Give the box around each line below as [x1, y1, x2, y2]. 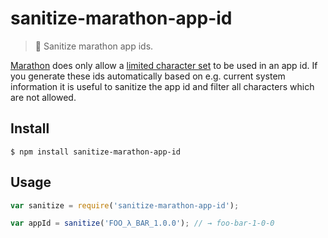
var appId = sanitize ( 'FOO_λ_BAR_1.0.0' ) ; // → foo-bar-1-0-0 [10, 218, 275, 229]
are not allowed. [10, 91, 77, 103]
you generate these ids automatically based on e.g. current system [10, 70, 286, 82]
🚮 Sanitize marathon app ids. [34, 40, 154, 52]
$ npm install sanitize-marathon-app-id [10, 147, 182, 157]
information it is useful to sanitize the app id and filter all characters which [10, 80, 315, 92]
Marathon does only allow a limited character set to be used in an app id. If [10, 59, 318, 71]
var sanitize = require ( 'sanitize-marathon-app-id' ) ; [10, 200, 240, 211]
